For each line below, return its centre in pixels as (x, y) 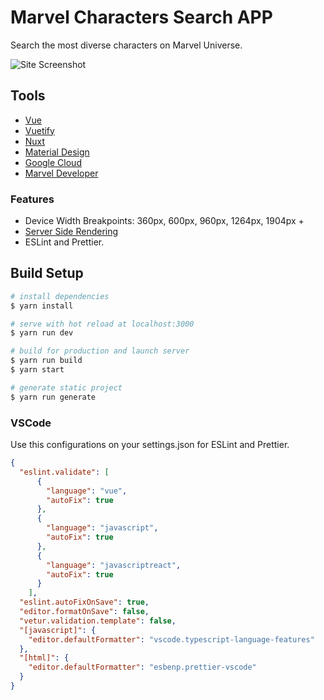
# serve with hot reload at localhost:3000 (102, 324)
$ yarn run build (46, 361)
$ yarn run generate (53, 397)
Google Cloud (53, 162)
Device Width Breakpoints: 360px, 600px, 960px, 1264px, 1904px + (164, 221)
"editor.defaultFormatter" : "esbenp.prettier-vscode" (142, 667)
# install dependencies (60, 296)
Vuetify (39, 130)
